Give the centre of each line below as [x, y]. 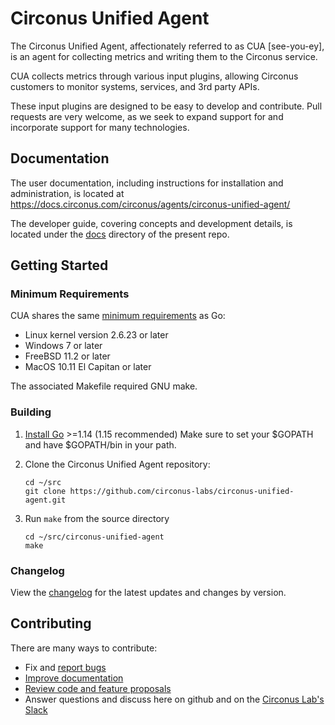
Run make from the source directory [97, 518]
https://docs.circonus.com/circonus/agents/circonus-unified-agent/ [150, 204]
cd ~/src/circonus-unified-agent [94, 537]
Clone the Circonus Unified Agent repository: [117, 464]
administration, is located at [67, 193]
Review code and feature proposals [98, 688]
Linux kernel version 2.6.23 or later [96, 335]
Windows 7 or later [63, 346]
